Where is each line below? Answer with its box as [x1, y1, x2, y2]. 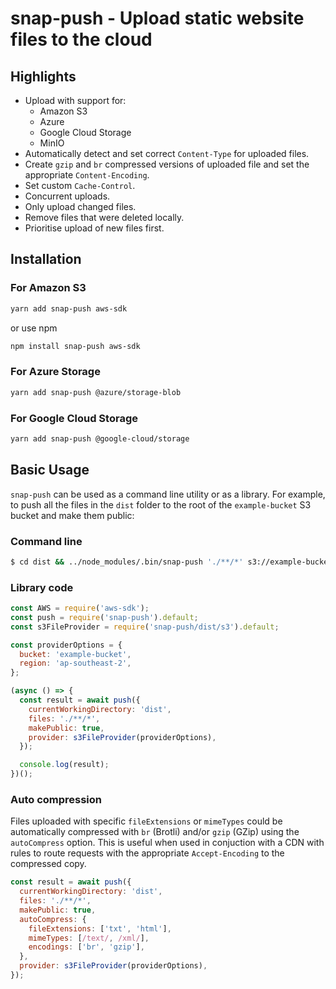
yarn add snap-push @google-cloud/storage [10, 433, 190, 444]
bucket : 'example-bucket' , [19, 649, 132, 659]
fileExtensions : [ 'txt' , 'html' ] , [28, 923, 172, 934]
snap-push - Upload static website [10, 7, 305, 30]
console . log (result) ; [19, 760, 110, 770]
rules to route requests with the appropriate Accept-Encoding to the [10, 847, 285, 859]
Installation [10, 251, 82, 268]
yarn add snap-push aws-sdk [10, 303, 128, 314]
